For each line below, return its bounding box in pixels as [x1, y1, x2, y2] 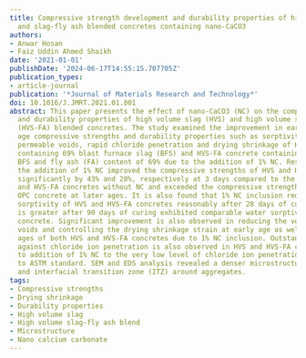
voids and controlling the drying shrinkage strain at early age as [17, 225, 283, 234]
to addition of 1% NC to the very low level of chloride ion [17, 251, 255, 260]
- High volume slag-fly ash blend [9, 318, 141, 328]
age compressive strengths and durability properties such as [17, 132, 259, 141]
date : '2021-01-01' [9, 56, 84, 65]
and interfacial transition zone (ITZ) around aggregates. [17, 268, 247, 277]
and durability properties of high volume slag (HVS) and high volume [17, 115, 291, 124]
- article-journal [9, 81, 79, 90]
